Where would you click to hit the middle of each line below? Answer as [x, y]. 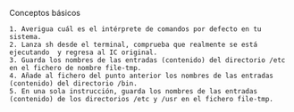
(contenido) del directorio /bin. [74, 84]
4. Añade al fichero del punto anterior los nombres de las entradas [142, 76]
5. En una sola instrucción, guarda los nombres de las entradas [133, 92]
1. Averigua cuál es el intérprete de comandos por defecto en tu [135, 29]
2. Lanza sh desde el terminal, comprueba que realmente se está [133, 44]
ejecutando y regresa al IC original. [84, 52]
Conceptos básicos [45, 13]
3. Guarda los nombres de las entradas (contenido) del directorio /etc [147, 60]
